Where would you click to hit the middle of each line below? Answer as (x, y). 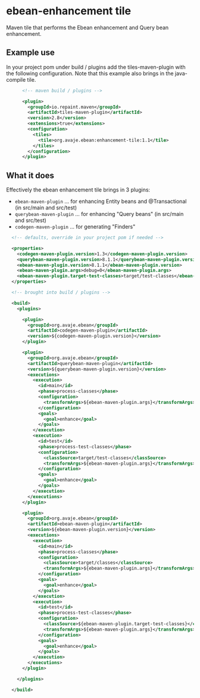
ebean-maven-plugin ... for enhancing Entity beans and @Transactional (101, 202)
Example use (31, 53)
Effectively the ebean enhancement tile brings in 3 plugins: (78, 190)
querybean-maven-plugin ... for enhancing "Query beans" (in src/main (99, 214)
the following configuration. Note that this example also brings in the (90, 73)
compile (16, 79)
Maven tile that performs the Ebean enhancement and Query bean (87, 27)
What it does (30, 175)
